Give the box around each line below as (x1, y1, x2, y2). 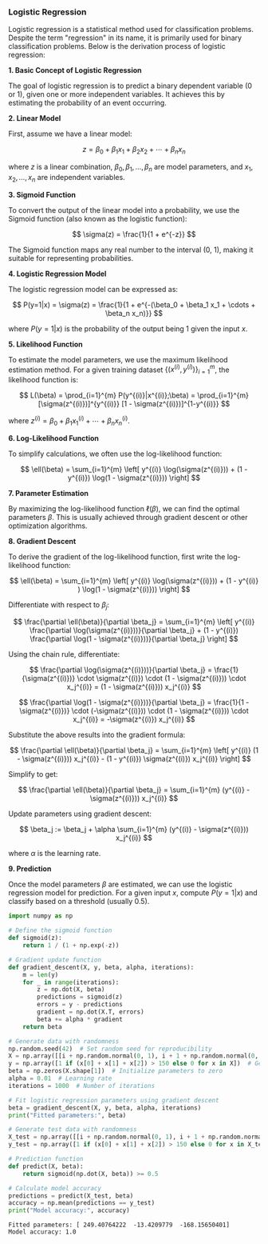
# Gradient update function (8, 955, 102, 964)
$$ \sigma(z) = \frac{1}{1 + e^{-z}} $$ (71, 229, 197, 238)
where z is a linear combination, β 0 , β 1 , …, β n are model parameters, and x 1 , (8, 162, 254, 174)
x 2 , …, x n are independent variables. (8, 172, 125, 184)
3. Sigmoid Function (8, 190, 77, 199)
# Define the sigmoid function (8, 926, 112, 934)
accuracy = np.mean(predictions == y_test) (8, 1199, 156, 1207)
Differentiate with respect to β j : (8, 599, 110, 611)
